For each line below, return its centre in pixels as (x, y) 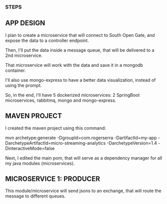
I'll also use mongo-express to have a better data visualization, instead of (80, 80)
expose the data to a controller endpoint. (47, 40)
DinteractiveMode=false (30, 148)
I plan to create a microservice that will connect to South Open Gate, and (80, 35)
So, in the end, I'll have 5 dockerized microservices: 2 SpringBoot (72, 95)
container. (15, 70)
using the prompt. (23, 85)
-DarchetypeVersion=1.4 (132, 143)
